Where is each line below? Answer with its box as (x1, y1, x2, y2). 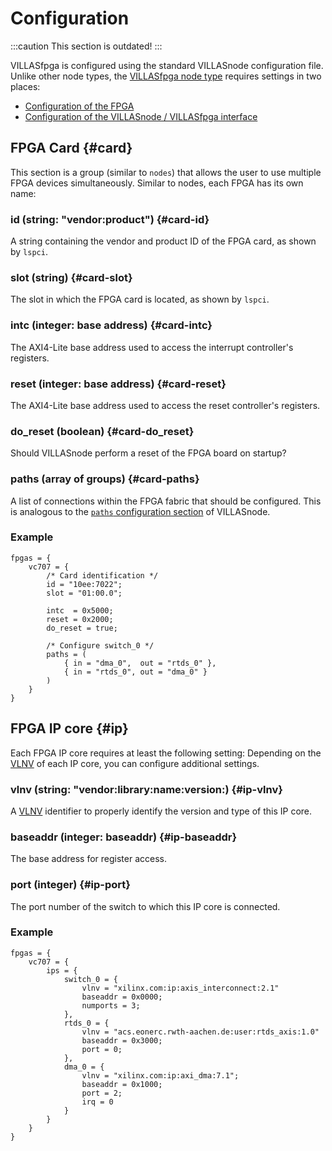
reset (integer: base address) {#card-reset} (10, 377, 227, 391)
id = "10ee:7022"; (46, 579, 123, 589)
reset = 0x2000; (46, 614, 114, 624)
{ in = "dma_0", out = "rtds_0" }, (63, 658, 217, 668)
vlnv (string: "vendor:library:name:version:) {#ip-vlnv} (10, 782, 283, 796)
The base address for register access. (10, 853, 167, 865)
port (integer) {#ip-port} (10, 878, 132, 892)
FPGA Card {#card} (10, 140, 133, 157)
